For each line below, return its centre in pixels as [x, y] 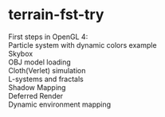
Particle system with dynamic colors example [82, 45]
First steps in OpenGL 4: [48, 37]
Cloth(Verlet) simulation [47, 70]
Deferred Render [36, 96]
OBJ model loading [40, 62]
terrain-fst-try [56, 15]
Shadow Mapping [37, 87]
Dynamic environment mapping [60, 104]
